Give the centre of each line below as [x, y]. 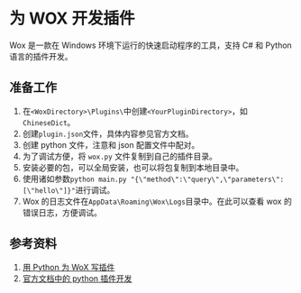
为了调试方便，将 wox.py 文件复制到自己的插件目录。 [120, 156]
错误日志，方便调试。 [62, 212]
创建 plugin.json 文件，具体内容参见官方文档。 [108, 133]
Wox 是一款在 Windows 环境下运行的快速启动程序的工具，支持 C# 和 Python [151, 45]
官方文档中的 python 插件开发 [77, 278]
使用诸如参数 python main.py [75, 179]
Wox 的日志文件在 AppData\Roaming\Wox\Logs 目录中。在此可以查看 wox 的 [157, 201]
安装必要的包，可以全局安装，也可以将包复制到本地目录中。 [133, 167]
